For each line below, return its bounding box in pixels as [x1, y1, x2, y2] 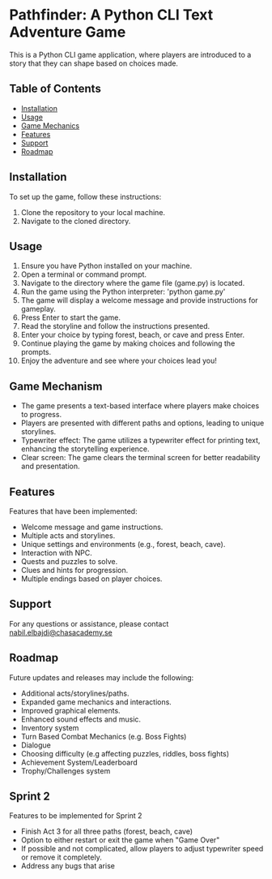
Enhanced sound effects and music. [20, 714, 141, 724]
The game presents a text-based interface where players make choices [20, 401, 260, 411]
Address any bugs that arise [20, 861, 116, 871]
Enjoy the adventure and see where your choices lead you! [20, 355, 217, 366]
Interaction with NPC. [20, 548, 92, 558]
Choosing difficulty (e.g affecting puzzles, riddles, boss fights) [20, 748, 230, 758]
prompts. [20, 347, 52, 357]
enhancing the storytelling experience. [20, 444, 150, 454]
